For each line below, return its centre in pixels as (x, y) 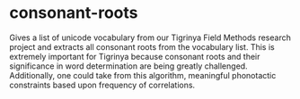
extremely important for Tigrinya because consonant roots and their (135, 56)
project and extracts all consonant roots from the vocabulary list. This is (142, 46)
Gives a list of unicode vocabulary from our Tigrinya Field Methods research (150, 37)
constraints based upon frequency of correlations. (102, 85)
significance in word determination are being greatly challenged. (129, 66)
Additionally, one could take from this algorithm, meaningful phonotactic (143, 75)
